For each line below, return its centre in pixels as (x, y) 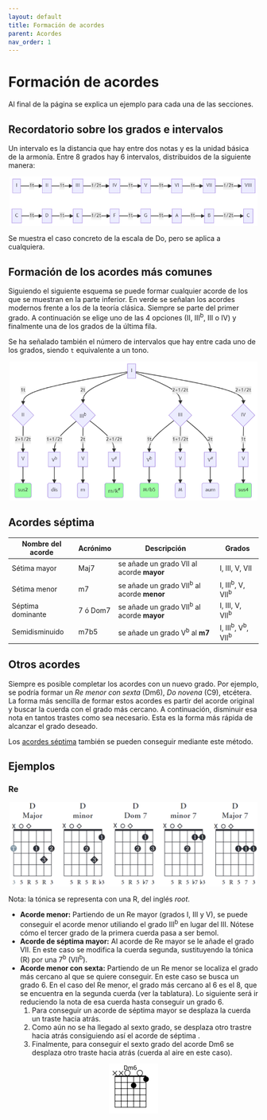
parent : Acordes (35, 33)
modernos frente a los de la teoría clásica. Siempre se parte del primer (124, 308)
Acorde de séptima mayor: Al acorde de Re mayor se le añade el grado (137, 941)
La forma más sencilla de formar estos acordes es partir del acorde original (131, 700)
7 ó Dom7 (95, 610)
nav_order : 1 (30, 42)
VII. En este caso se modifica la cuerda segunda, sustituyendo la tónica (136, 949)
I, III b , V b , (234, 627)
